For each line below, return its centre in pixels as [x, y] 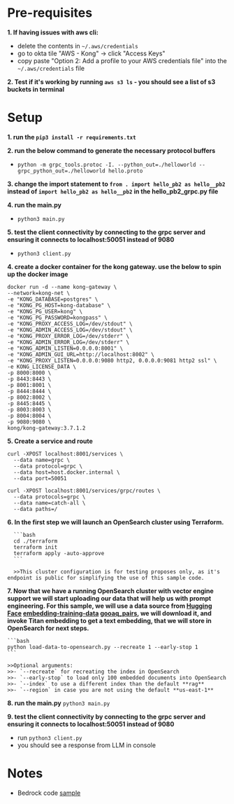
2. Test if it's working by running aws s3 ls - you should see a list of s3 [111, 81]
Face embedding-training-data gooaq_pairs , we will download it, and [109, 613]
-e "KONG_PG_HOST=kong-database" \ [59, 305]
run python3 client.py [50, 737]
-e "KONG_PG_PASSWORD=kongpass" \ [58, 318]
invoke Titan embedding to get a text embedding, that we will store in [109, 620]
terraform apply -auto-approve [59, 553]
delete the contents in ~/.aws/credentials [78, 46]
